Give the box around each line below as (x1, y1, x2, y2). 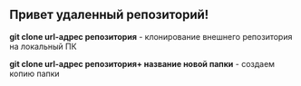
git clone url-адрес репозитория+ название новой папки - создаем (9, 58, 275, 69)
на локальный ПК (9, 41, 77, 52)
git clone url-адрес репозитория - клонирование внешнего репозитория (9, 31, 293, 42)
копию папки (9, 68, 61, 79)
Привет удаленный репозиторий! (9, 7, 209, 23)
